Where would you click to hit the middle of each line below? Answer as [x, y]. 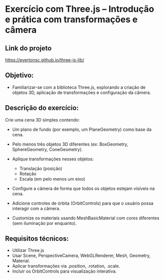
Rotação [28, 174]
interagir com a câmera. [36, 208]
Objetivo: [20, 76]
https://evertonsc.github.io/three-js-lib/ [45, 60]
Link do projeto [28, 48]
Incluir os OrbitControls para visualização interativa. [64, 271]
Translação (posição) [41, 168]
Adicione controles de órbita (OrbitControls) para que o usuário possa [83, 203]
